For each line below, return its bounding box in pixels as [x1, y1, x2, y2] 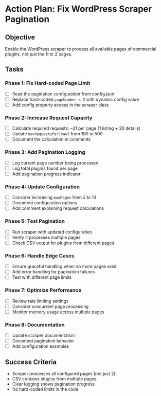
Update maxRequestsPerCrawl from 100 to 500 [12, 131, 103, 137]
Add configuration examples [12, 343, 69, 349]
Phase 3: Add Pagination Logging [5, 149, 86, 156]
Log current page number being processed [12, 160, 99, 166]
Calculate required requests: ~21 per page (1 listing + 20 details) [12, 126, 141, 131]
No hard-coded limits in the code [12, 386, 79, 392]
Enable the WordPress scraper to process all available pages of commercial [5, 46, 157, 52]
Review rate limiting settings [12, 298, 69, 304]
